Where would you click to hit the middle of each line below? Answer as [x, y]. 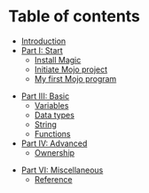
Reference [53, 179]
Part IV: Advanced [54, 143]
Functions [52, 133]
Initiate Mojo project [71, 69]
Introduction [43, 41]
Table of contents [74, 16]
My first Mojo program [75, 78]
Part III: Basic [45, 96]
